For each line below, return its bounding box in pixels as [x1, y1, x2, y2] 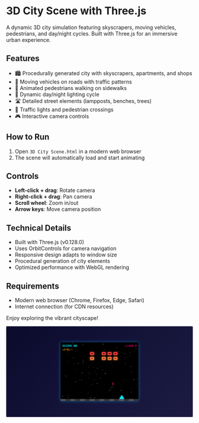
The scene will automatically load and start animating [14, 154, 145, 161]
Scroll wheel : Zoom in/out [14, 200, 79, 207]
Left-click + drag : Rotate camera [14, 187, 95, 194]
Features [6, 53, 40, 63]
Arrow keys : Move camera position [14, 206, 101, 213]
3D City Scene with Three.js [6, 4, 147, 18]
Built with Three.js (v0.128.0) [14, 239, 85, 246]
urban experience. [6, 36, 52, 43]
